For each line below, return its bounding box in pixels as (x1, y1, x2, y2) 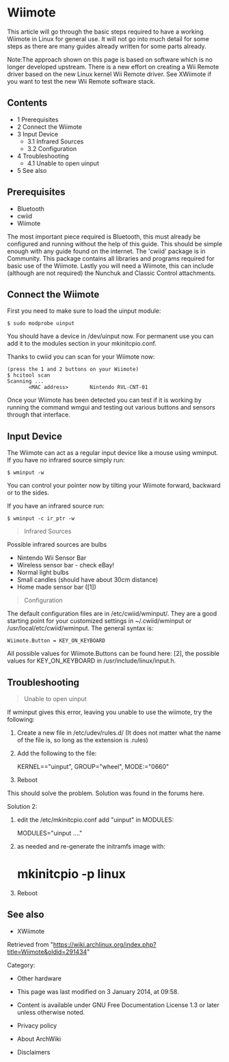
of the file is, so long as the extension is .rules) (16, 736, 148, 744)
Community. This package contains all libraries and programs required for (7, 254, 215, 262)
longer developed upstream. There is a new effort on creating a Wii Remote (7, 62, 219, 71)
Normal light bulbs (16, 568, 70, 577)
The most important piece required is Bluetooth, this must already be (7, 232, 201, 241)
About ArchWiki (16, 1035, 62, 1043)
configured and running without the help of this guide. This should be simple (7, 239, 223, 248)
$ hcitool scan (7, 372, 51, 379)
